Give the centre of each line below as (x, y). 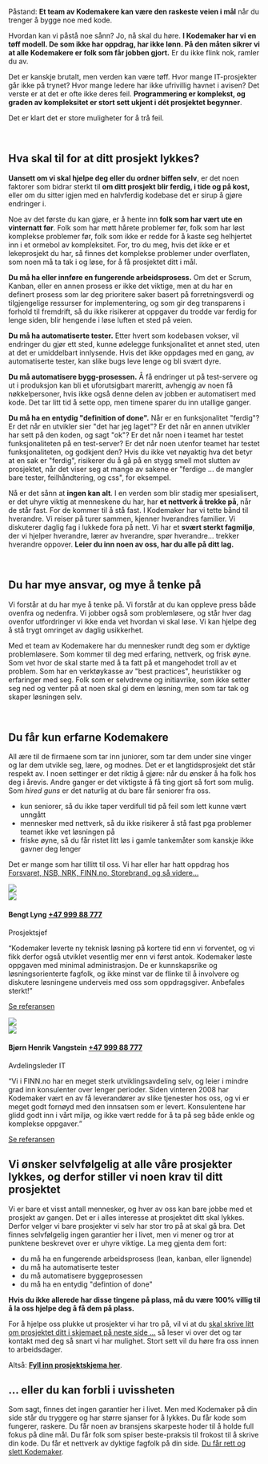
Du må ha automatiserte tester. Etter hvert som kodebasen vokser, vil (124, 335)
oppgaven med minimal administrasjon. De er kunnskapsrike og (113, 965)
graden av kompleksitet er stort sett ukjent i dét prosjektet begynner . (125, 102)
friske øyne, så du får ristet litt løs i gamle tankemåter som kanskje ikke (137, 840)
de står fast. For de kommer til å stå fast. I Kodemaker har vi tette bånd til (128, 510)
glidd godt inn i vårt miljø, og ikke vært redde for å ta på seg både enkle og (131, 1115)
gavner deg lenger (50, 849)
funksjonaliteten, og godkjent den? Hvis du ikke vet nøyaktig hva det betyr (131, 452)
